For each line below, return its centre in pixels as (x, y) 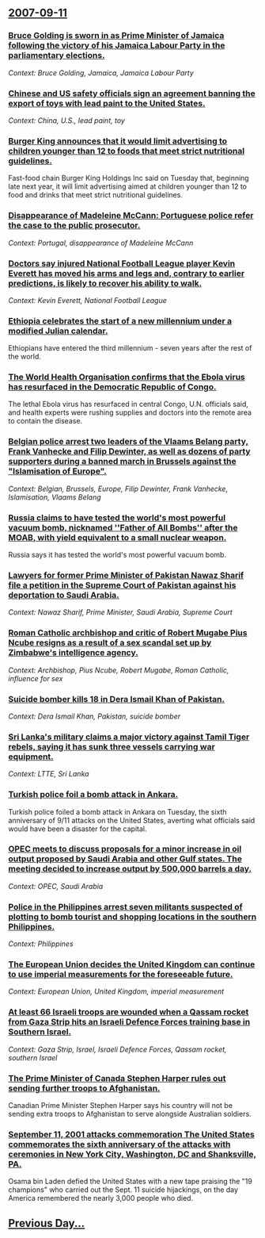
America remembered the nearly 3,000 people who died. (101, 1198)
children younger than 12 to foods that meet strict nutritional (127, 151)
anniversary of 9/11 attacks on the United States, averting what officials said (132, 820)
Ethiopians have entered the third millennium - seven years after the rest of (130, 348)
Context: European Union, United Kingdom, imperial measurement (116, 991)
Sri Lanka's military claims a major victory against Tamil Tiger (129, 737)
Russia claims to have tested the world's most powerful (117, 517)
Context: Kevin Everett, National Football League (88, 300)
